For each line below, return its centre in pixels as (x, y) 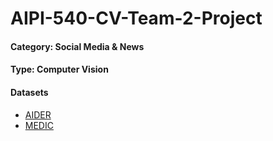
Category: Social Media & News (77, 46)
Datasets (29, 92)
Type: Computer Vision (59, 69)
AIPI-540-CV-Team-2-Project (136, 18)
